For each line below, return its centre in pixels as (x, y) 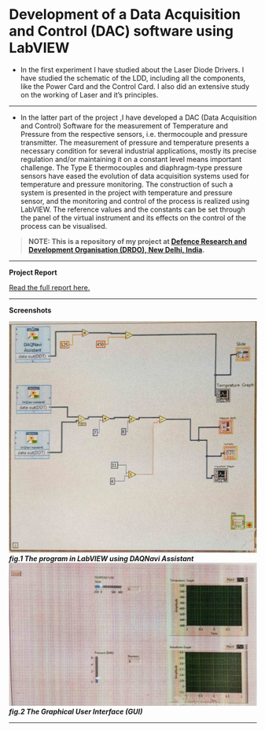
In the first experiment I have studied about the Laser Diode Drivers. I (132, 69)
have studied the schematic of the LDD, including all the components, (133, 78)
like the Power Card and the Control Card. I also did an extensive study (135, 86)
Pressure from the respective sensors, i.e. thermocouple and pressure (134, 134)
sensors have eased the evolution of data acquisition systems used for (135, 175)
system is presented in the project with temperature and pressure (126, 192)
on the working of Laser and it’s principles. (89, 94)
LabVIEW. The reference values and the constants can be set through (133, 209)
